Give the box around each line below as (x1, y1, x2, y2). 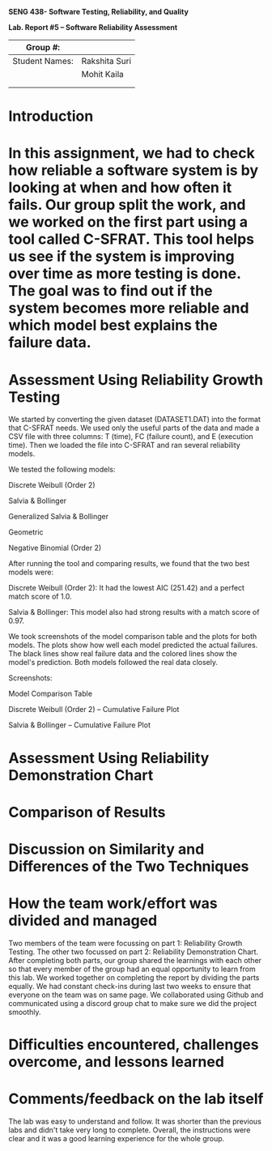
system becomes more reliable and (8, 299, 249, 318)
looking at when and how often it (8, 178, 232, 197)
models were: (8, 567, 54, 578)
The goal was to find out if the (8, 282, 213, 301)
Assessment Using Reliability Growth (8, 370, 264, 389)
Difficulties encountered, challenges (8, 1036, 259, 1054)
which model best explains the (8, 316, 219, 335)
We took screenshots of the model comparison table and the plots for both (8, 632, 257, 642)
